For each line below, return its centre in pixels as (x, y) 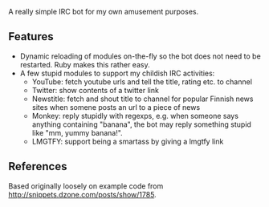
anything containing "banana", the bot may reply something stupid (141, 124)
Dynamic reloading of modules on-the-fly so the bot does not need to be (140, 56)
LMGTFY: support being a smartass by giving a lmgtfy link (128, 141)
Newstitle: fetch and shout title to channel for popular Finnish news (143, 99)
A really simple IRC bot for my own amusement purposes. (104, 12)
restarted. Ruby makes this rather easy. (85, 64)
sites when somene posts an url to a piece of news (116, 107)
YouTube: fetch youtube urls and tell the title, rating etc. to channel (142, 81)
